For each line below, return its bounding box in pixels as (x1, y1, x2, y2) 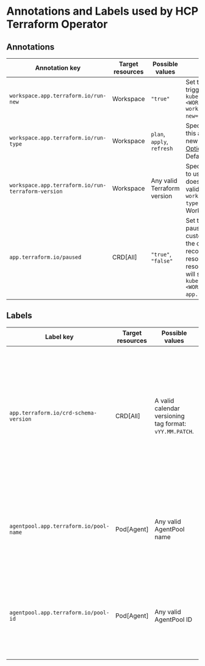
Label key (45, 332, 74, 341)
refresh (151, 145, 173, 152)
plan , (151, 130, 166, 138)
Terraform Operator (6, 17, 108, 31)
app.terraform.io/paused (9, 254, 82, 261)
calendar (154, 404, 180, 413)
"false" (151, 258, 173, 264)
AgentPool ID (154, 615, 192, 624)
